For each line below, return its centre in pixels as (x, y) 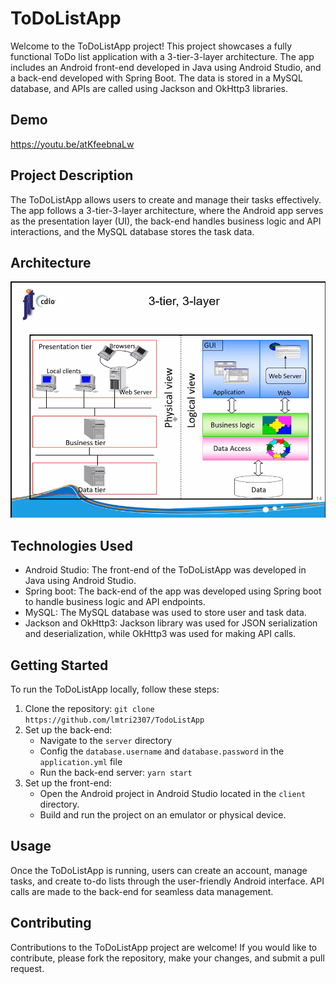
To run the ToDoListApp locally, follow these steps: (115, 689)
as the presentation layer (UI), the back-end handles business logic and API (166, 221)
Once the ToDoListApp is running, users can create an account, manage (159, 870)
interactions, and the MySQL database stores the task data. (132, 231)
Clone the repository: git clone (89, 708)
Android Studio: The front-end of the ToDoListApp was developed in (165, 570)
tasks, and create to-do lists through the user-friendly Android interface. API (167, 881)
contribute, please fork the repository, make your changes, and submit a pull (167, 958)
